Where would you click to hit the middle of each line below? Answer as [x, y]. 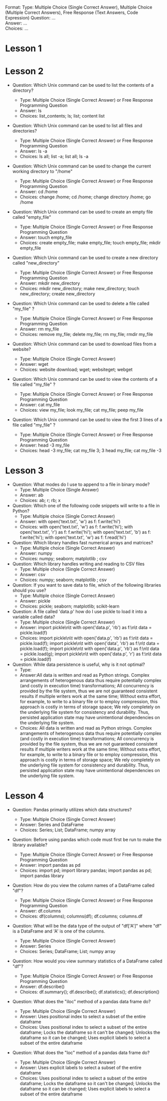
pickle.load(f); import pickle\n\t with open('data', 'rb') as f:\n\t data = [89, 643]
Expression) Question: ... [30, 18]
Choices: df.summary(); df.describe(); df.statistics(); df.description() [89, 992]
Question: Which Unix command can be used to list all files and [77, 126]
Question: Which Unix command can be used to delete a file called [81, 304]
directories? [25, 131]
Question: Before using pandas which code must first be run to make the [87, 840]
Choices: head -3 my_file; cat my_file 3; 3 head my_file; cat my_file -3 [91, 451]
